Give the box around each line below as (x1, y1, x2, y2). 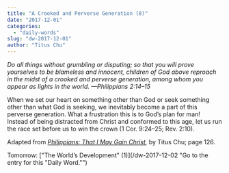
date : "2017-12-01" (7, 16, 63, 23)
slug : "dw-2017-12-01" (7, 36, 72, 42)
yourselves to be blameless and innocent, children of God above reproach (7, 68, 217, 76)
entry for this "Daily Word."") (7, 159, 87, 166)
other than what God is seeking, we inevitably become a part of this (7, 103, 198, 111)
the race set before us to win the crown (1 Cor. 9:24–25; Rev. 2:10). (7, 124, 195, 133)
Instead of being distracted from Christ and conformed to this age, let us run (7, 118, 222, 125)
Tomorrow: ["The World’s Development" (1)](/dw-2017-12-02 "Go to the (7, 151, 208, 159)
